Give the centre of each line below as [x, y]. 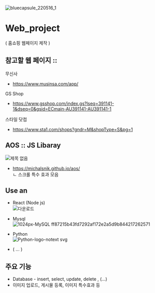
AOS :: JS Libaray [33, 145]
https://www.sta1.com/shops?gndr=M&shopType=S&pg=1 [72, 129]
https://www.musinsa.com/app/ [45, 84]
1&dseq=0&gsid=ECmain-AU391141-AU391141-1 [62, 108]
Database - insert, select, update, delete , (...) [60, 279]
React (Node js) [29, 203]
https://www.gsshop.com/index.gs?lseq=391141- [63, 103]
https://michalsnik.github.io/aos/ [46, 168]
